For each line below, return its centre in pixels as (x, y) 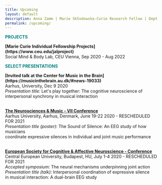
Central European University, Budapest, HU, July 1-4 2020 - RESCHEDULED (81, 157)
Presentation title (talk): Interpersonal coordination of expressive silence (77, 172)
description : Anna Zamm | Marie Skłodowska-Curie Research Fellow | (76, 18)
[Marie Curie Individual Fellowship (40, 46)
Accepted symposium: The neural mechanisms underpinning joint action (78, 167)
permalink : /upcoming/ (28, 23)
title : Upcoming (21, 9)
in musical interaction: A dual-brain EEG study (51, 177)
